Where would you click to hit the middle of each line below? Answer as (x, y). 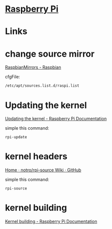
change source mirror (50, 54)
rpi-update (16, 137)
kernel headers (36, 156)
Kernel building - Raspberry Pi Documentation (51, 222)
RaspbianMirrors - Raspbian (33, 68)
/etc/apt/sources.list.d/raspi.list (42, 86)
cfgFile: (13, 77)
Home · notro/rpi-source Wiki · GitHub (43, 170)
